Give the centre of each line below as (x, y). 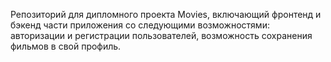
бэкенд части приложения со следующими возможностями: (140, 25)
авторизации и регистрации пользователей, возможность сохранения (161, 35)
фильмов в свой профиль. (66, 46)
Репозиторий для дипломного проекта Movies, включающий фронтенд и (166, 14)
